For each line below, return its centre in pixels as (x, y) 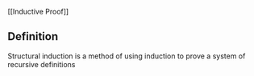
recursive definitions (42, 64)
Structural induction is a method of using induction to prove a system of (127, 56)
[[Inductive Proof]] (38, 12)
